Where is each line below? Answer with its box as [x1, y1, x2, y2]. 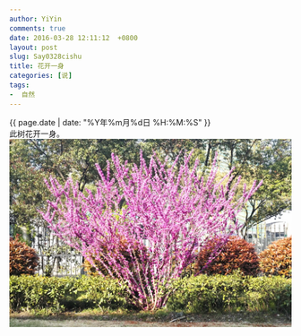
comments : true [9, 23, 66, 33]
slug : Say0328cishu [9, 52, 82, 62]
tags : [9, 81, 30, 90]
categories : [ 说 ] [9, 72, 73, 81]
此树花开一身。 [9, 128, 64, 139]
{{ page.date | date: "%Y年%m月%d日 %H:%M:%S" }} [9, 116, 211, 127]
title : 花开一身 [9, 62, 64, 71]
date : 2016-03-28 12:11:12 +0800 [9, 33, 139, 42]
